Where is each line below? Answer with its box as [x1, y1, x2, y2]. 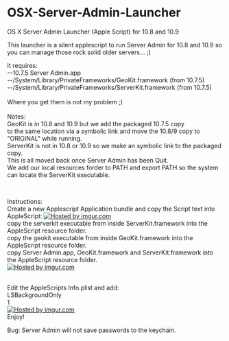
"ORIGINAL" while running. [7, 134, 82, 142]
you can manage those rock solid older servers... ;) [7, 48, 151, 56]
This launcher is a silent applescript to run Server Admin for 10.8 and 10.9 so [7, 40, 223, 49]
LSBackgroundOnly [7, 290, 62, 299]
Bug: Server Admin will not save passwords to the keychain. [7, 326, 176, 334]
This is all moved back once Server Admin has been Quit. [7, 156, 169, 164]
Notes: [7, 112, 26, 121]
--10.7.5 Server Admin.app [7, 69, 81, 77]
